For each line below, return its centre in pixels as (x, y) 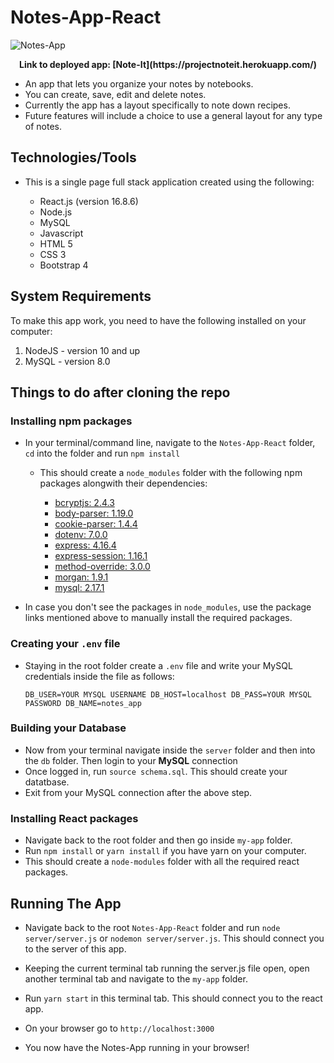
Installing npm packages (71, 421)
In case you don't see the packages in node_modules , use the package (168, 607)
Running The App (66, 903)
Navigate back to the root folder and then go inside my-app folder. (158, 840)
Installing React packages (74, 818)
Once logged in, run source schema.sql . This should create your (156, 771)
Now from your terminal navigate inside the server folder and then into (170, 750)
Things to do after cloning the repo (120, 392)
